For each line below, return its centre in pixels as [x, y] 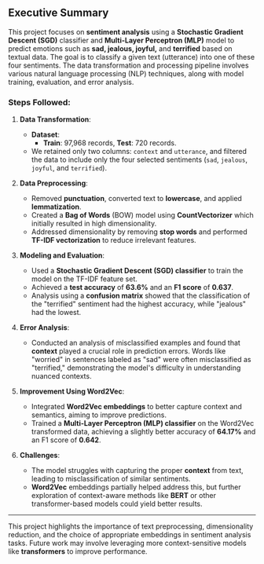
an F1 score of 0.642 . [66, 440]
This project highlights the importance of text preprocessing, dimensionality [131, 526]
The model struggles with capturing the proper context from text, [137, 471]
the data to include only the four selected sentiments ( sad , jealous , [139, 159]
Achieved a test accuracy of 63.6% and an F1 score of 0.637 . [132, 287]
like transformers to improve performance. [78, 551]
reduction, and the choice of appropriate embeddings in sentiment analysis [130, 535]
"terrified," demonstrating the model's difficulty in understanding [136, 368]
